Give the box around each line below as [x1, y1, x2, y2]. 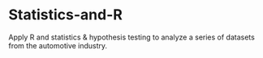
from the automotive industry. [8, 40, 108, 50]
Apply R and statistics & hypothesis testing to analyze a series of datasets [8, 32, 256, 42]
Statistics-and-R [8, 6, 123, 24]
